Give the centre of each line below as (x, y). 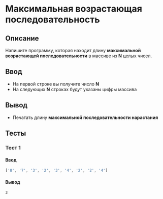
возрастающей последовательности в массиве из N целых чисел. (79, 56)
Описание (22, 38)
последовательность (53, 19)
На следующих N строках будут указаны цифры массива (75, 89)
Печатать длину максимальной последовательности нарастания (85, 117)
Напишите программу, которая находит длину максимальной (73, 50)
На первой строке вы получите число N (56, 84)
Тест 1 (13, 147)
